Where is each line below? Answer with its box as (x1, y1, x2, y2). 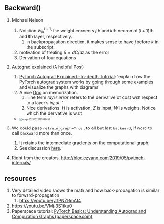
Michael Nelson (11, 17, 44, 23)
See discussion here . (19, 145, 62, 151)
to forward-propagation (11, 192, 60, 198)
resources (4, 174, 36, 183)
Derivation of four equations (19, 55, 76, 61)
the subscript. (26, 44, 55, 50)
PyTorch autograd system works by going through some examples (19, 79, 154, 85)
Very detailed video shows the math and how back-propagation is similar (11, 187, 160, 193)
